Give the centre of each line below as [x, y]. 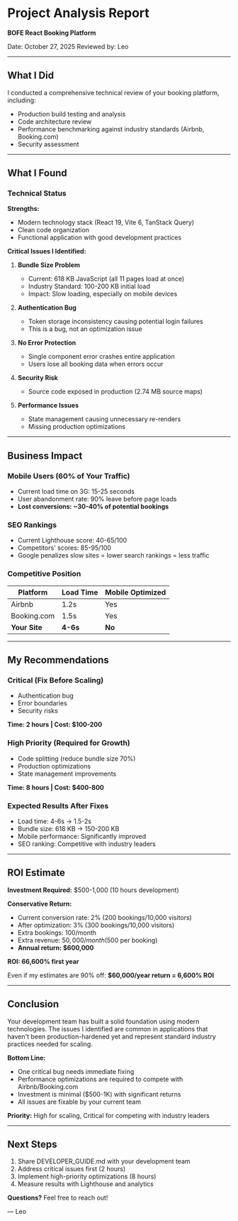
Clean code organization [53, 230]
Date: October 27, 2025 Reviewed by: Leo [68, 46]
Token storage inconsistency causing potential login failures [115, 322]
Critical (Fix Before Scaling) [56, 680]
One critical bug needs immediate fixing [76, 1071]
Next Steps [32, 1145]
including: [22, 100]
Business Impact [45, 456]
